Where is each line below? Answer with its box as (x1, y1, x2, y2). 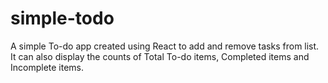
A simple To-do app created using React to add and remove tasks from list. (10, 40, 320, 52)
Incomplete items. (10, 61, 85, 73)
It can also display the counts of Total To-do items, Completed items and (10, 50, 310, 62)
